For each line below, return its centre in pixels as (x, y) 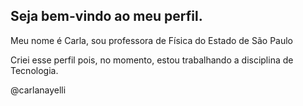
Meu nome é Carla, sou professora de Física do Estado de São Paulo (152, 40)
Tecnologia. (34, 70)
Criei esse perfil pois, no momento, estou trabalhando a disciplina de (152, 60)
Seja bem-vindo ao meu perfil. (106, 16)
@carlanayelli (38, 90)
